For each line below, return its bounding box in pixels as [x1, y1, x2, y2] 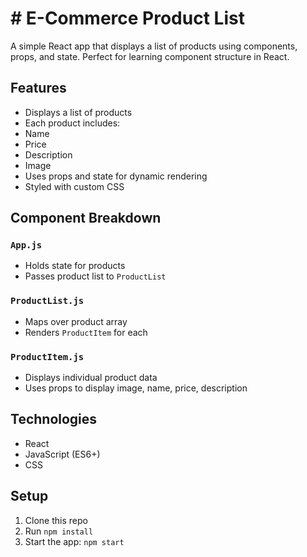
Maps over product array [24, 315, 128, 327]
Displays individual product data [24, 372, 158, 384]
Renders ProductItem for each [24, 326, 148, 338]
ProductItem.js [10, 351, 85, 362]
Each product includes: [24, 117, 121, 129]
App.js [10, 240, 43, 251]
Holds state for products [24, 260, 126, 272]
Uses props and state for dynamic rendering [24, 170, 208, 182]
